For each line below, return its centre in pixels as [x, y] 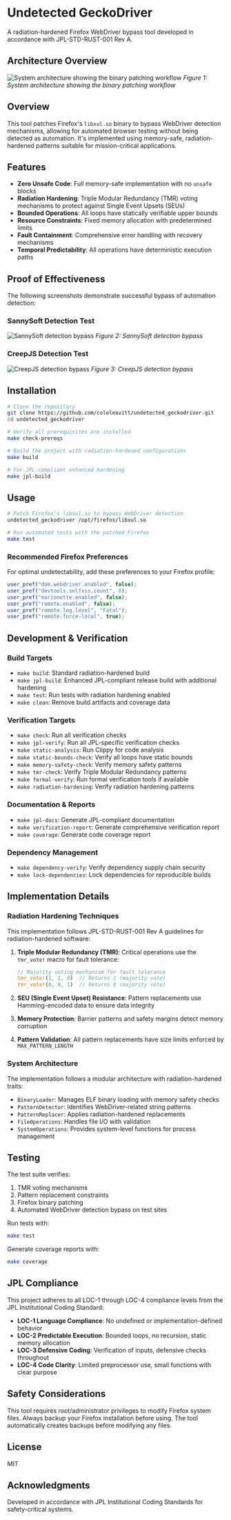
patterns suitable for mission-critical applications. [106, 145]
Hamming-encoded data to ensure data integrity [86, 1005]
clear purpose [37, 1372]
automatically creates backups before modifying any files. [90, 1425]
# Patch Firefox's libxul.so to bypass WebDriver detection [96, 514]
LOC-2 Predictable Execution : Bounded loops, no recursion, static [112, 1335]
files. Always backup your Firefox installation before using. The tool [103, 1418]
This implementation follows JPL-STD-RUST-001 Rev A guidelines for [106, 931]
